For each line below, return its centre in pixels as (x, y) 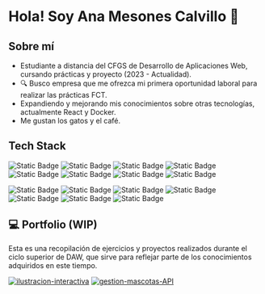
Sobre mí (32, 46)
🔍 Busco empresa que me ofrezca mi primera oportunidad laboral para (139, 83)
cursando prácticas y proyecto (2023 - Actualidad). (106, 74)
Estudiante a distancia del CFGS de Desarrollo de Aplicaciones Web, (134, 65)
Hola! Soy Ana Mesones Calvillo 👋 (124, 17)
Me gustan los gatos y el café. (70, 121)
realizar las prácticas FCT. (63, 95)
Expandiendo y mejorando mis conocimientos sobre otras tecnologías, (137, 103)
